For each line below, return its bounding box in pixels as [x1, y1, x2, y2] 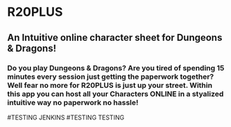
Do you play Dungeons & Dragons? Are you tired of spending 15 [7, 63, 225, 72]
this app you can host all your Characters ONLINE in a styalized [7, 89, 224, 99]
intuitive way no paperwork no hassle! [7, 97, 139, 107]
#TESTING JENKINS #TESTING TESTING [7, 113, 125, 121]
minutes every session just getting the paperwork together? [7, 72, 214, 81]
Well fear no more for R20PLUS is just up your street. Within [7, 80, 213, 90]
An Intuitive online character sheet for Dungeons [7, 32, 223, 43]
